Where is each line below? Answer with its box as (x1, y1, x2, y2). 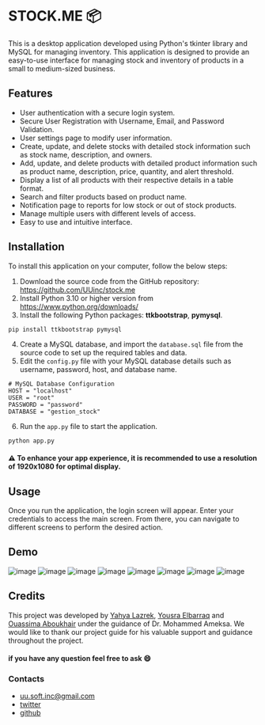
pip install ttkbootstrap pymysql (8, 325, 123, 333)
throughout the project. (8, 636, 84, 645)
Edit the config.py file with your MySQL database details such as (19, 356, 232, 366)
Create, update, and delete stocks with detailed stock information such (19, 141, 251, 151)
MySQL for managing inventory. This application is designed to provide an (8, 47, 250, 56)
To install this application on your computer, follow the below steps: (8, 261, 228, 271)
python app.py (8, 437, 55, 445)
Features (8, 87, 53, 101)
